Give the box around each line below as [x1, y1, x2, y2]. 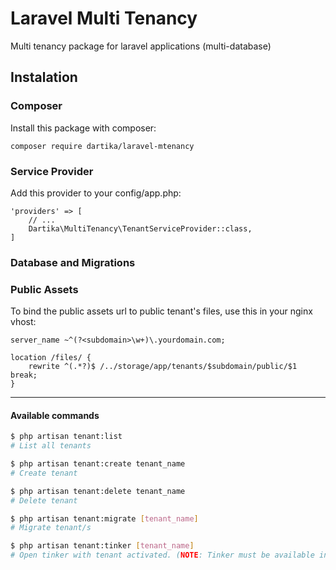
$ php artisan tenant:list [10, 432, 123, 442]
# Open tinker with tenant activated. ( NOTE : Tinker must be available [10, 550, 315, 561]
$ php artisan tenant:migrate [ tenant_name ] [10, 513, 199, 524]
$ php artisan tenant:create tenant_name [10, 459, 186, 469]
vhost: [10, 316, 37, 328]
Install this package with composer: [10, 122, 157, 134]
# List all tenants [10, 441, 92, 451]
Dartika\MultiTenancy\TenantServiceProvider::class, [28, 223, 253, 234]
